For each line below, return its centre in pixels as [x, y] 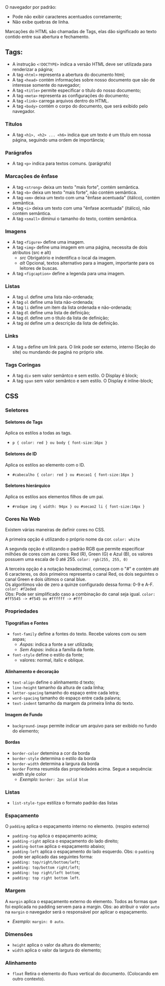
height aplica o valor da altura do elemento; [56, 945]
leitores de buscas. [39, 268]
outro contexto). [29, 979]
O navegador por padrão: [31, 7]
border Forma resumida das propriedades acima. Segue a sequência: [82, 768]
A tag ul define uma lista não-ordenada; [53, 297]
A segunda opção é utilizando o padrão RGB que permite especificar [75, 549]
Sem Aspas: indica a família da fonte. [57, 650]
